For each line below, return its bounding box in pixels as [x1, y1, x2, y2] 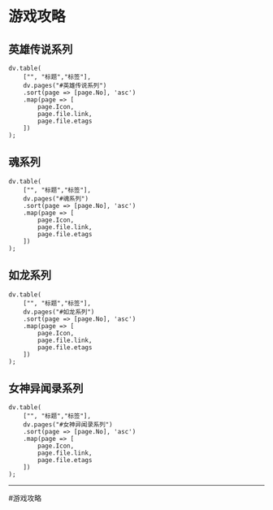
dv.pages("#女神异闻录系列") [23, 421, 113, 429]
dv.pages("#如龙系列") [23, 308, 95, 316]
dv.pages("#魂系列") [23, 194, 89, 203]
